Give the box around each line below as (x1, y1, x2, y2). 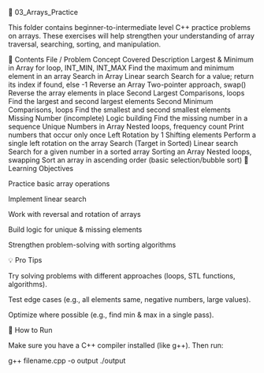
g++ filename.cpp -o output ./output (8, 356, 126, 365)
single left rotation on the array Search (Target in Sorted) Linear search (8, 139, 239, 147)
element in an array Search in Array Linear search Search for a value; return (8, 72, 255, 80)
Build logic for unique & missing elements (8, 225, 143, 234)
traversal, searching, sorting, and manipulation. (8, 39, 162, 49)
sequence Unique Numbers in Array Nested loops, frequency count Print (8, 122, 244, 131)
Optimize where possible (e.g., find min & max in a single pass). (8, 310, 214, 319)
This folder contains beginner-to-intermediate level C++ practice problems (8, 23, 251, 32)
